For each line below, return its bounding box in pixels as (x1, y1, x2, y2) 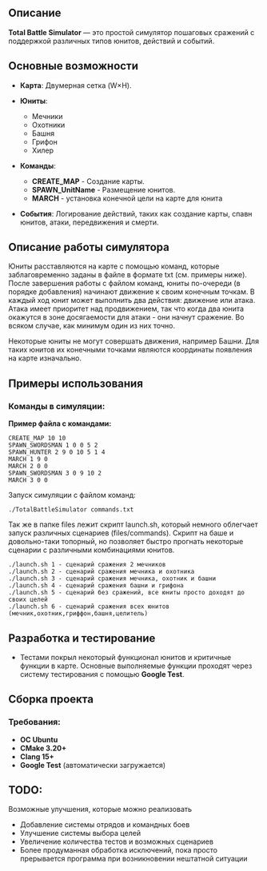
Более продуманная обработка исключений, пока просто (19, 845, 218, 855)
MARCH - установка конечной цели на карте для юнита (31, 193, 223, 203)
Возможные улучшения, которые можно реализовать (8, 805, 193, 814)
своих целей (8, 595, 48, 604)
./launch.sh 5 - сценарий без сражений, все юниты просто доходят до (8, 589, 245, 597)
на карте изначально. (8, 353, 82, 363)
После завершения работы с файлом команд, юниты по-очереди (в (8, 279, 241, 288)
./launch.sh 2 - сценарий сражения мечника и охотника (8, 567, 195, 576)
